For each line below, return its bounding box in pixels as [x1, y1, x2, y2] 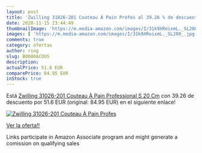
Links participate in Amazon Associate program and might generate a [6, 133, 178, 141]
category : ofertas [6, 43, 52, 49]
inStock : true [6, 76, 42, 82]
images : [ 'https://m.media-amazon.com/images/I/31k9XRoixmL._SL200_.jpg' [6, 31, 198, 37]
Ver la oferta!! [6, 122, 40, 129]
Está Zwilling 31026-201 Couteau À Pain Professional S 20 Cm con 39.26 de [6, 92, 194, 100]
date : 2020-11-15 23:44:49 [6, 20, 74, 26]
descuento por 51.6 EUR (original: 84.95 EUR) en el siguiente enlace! [6, 98, 176, 106]
